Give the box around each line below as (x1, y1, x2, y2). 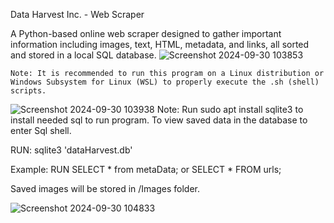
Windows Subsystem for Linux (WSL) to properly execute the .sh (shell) (10, 77, 320, 87)
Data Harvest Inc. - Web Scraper (10, 9, 145, 20)
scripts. (10, 86, 47, 96)
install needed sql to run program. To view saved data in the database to (10, 114, 308, 126)
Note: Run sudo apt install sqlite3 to (156, 104, 304, 115)
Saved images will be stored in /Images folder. (10, 183, 200, 194)
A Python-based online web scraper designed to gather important (10, 28, 282, 39)
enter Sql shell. (10, 125, 72, 136)
